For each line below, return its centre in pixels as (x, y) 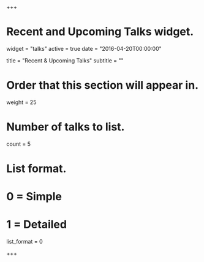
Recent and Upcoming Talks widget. (100, 32)
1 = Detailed (37, 225)
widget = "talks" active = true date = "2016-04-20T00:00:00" (84, 48)
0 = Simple (34, 197)
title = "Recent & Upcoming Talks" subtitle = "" (65, 60)
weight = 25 (21, 102)
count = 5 (18, 144)
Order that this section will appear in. (103, 85)
